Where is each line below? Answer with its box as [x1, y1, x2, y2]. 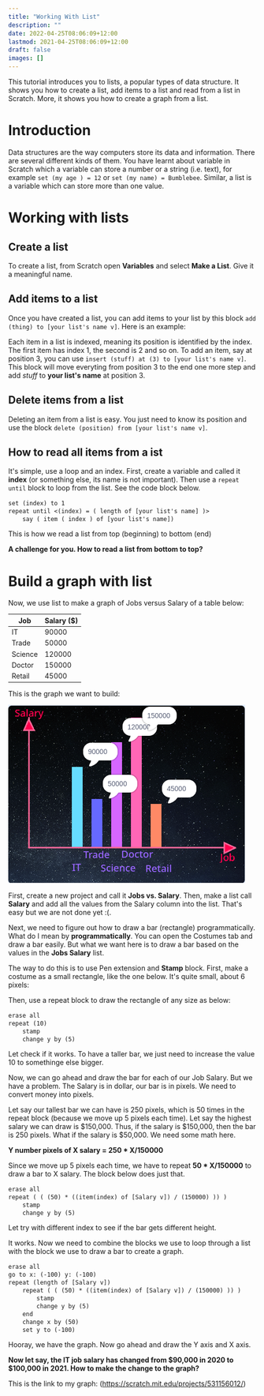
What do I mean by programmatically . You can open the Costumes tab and [8, 931, 254, 940]
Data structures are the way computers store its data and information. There [8, 147, 255, 157]
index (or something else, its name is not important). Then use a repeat [8, 475, 240, 485]
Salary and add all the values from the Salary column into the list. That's [8, 899, 243, 908]
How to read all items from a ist [8, 445, 163, 459]
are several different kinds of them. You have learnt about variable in [8, 156, 231, 165]
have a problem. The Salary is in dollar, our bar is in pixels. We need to [8, 1081, 236, 1090]
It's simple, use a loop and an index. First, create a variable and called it [8, 467, 240, 476]
